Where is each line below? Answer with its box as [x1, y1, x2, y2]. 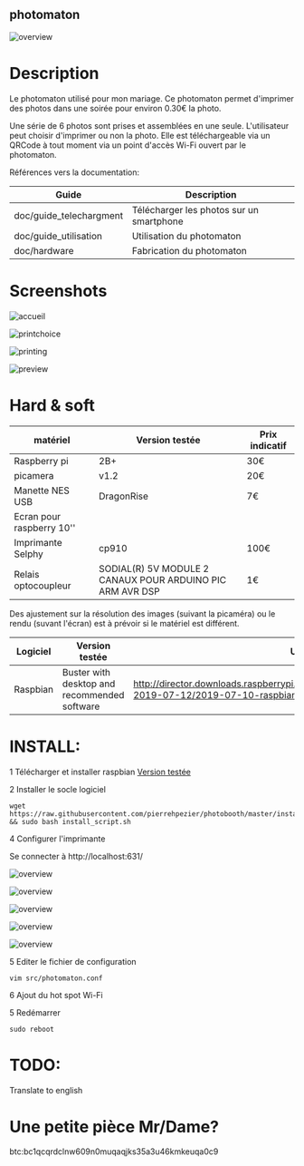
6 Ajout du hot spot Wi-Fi [9, 989, 103, 1000]
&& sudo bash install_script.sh [9, 817, 131, 826]
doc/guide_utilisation [14, 229, 102, 242]
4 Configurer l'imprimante [9, 833, 106, 844]
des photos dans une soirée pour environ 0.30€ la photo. [9, 102, 222, 113]
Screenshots [9, 280, 108, 301]
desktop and [62, 677, 116, 690]
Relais [14, 568, 40, 580]
